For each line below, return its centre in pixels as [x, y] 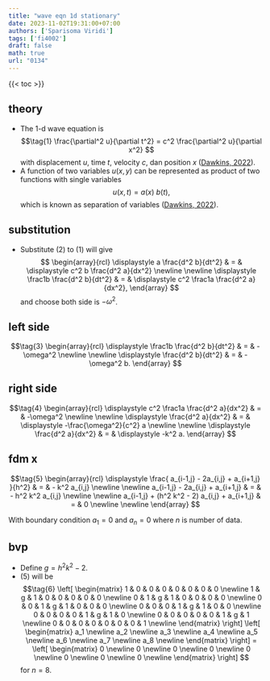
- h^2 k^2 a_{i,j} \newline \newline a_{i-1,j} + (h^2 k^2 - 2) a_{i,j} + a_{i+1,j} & [135, 496]
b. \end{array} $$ [153, 363]
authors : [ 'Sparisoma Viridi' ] [61, 31]
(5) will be [37, 576]
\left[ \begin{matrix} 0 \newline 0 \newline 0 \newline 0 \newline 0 [141, 649]
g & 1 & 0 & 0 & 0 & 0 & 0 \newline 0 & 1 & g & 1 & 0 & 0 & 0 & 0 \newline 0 [141, 597]
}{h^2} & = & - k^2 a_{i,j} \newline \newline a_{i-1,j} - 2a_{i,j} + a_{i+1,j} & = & [135, 487]
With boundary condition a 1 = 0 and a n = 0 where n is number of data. [125, 521]
